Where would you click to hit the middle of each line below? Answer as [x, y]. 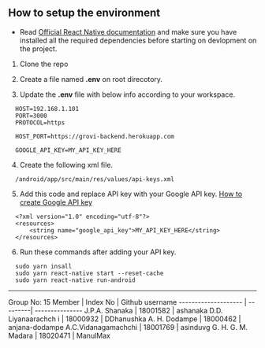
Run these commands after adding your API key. [98, 252]
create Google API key [56, 202]
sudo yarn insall [44, 266]
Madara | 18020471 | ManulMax [59, 335]
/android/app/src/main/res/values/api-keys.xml [95, 179]
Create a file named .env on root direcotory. [91, 79]
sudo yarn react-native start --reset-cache [90, 273]
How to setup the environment [84, 13]
